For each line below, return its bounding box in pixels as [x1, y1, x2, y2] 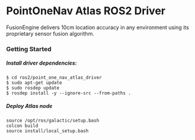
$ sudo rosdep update [6, 85, 60, 91]
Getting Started [6, 44, 52, 53]
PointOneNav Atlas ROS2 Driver [6, 4, 166, 18]
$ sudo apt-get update [6, 79, 62, 85]
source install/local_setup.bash [6, 128, 89, 134]
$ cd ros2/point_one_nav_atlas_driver [6, 74, 102, 81]
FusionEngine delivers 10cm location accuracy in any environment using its [6, 24, 190, 31]
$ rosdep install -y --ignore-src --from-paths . [6, 90, 132, 96]
